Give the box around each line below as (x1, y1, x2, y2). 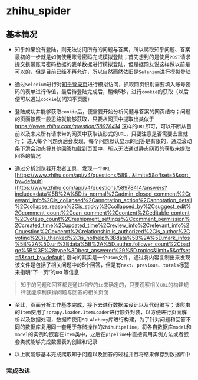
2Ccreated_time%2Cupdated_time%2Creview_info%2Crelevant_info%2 (14, 222, 190, 229)
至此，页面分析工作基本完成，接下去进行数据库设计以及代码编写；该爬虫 (14, 301, 190, 308)
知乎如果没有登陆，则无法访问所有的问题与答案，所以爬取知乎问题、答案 (14, 46, 190, 53)
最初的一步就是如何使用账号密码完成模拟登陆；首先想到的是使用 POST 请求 (14, 53, 191, 60)
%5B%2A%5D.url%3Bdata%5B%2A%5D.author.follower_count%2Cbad (14, 241, 190, 248)
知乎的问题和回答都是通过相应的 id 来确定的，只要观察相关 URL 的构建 (20, 281, 184, 288)
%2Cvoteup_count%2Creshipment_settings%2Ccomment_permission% (14, 216, 190, 222)
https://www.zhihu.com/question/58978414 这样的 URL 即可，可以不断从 (14, 123, 187, 129)
